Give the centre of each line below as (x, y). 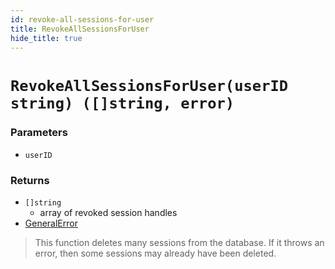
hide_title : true (46, 38)
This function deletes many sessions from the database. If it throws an (179, 243)
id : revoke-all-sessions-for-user (82, 19)
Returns (30, 180)
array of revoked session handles (108, 213)
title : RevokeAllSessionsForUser (80, 29)
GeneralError (51, 223)
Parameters (39, 133)
